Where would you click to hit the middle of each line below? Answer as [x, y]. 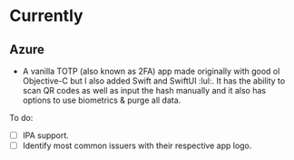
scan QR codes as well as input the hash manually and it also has [144, 90]
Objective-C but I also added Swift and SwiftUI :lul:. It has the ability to [154, 81]
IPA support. [46, 135]
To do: [21, 118]
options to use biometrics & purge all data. [102, 100]
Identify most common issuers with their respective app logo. [137, 145]
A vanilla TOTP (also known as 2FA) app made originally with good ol [151, 71]
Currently [46, 16]
